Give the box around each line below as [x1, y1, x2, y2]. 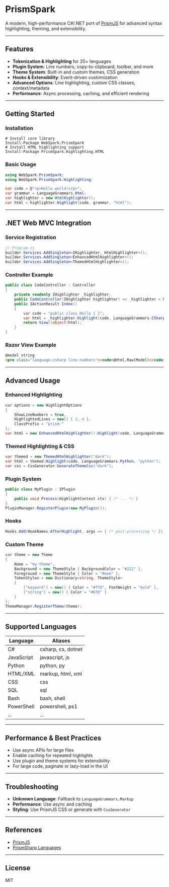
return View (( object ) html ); [23, 320, 82, 325]
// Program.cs [5, 245, 35, 250]
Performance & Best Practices [5, 733, 102, 742]
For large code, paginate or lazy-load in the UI [12, 763, 108, 769]
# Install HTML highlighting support [5, 145, 84, 150]
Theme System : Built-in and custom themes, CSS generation [12, 69, 140, 75]
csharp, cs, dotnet [39, 646, 83, 653]
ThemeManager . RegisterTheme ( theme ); [5, 604, 82, 609]
